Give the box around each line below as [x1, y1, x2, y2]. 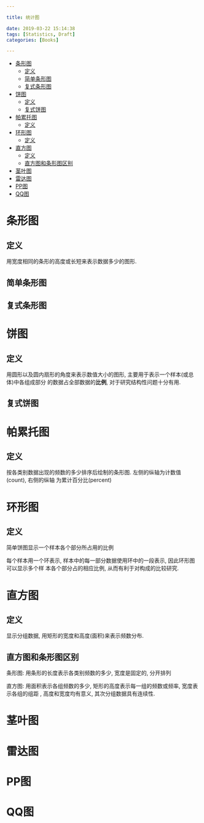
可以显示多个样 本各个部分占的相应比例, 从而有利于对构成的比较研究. [6, 565, 179, 572]
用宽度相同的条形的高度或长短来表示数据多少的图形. [6, 258, 137, 265]
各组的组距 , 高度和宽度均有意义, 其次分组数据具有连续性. [11, 690, 155, 697]
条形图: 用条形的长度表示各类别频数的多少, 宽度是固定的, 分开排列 [6, 670, 172, 677]
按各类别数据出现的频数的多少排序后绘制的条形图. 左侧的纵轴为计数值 [6, 469, 181, 476]
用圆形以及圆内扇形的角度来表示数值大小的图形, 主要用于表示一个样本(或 [6, 371, 189, 378]
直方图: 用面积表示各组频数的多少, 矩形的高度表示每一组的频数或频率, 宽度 [6, 682, 193, 690]
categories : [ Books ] [6, 37, 59, 43]
